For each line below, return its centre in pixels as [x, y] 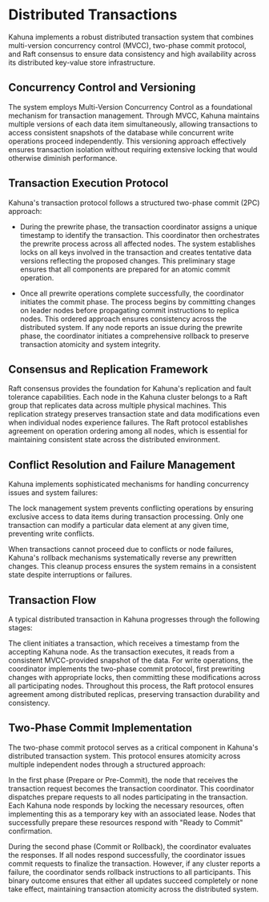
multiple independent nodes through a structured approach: [107, 764]
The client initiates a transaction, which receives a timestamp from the [124, 643]
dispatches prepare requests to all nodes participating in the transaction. [128, 797]
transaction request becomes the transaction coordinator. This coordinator [131, 788]
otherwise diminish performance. [63, 158]
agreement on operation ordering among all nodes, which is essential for [128, 431]
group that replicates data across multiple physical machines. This [117, 405]
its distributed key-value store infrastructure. [82, 62]
